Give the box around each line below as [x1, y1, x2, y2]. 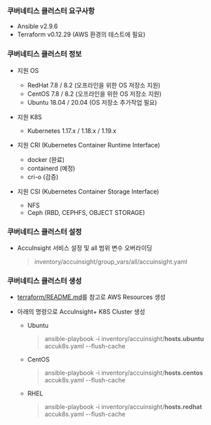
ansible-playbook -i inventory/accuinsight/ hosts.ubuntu [44, 335, 204, 343]
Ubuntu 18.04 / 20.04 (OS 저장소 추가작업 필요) [27, 98, 157, 106]
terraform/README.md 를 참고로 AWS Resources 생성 [16, 293, 166, 301]
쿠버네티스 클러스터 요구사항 [7, 6, 95, 15]
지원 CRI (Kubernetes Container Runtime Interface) [16, 141, 160, 149]
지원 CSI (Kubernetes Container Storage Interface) [16, 187, 159, 196]
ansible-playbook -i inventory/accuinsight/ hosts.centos [44, 369, 203, 377]
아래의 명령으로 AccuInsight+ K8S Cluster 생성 [16, 308, 146, 316]
